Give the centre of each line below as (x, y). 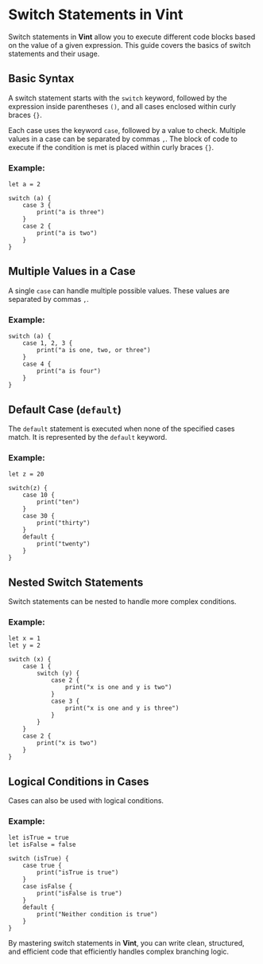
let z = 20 (26, 474)
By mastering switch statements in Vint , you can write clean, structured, (126, 943)
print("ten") (58, 502)
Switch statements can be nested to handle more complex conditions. (122, 602)
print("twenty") (64, 544)
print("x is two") (67, 743)
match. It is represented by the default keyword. (88, 437)
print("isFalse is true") (80, 894)
